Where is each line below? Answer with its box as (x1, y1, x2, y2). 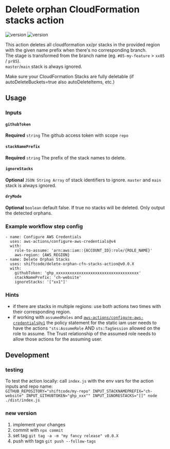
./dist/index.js (5, 398, 40, 403)
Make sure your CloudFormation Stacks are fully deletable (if (5, 73, 134, 79)
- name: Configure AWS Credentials (5, 235, 82, 240)
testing (5, 366, 24, 373)
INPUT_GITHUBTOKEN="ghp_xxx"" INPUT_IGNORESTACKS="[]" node (26, 393, 158, 399)
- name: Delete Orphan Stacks (5, 257, 70, 262)
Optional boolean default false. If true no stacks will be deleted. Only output (5, 205, 165, 211)
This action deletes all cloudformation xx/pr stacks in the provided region (5, 41, 160, 47)
